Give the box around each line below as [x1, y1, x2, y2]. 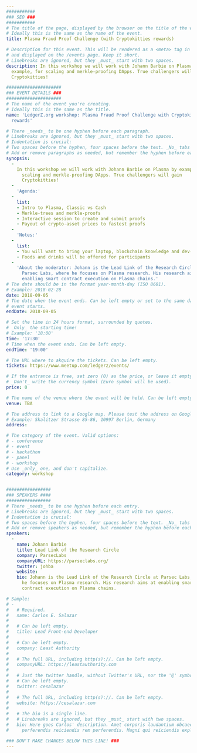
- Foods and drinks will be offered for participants [16, 254, 151, 260]
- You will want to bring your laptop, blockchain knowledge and [16, 248, 180, 254]
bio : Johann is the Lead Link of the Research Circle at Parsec [16, 575, 177, 580]
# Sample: [6, 596, 30, 602]
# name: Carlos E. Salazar [6, 612, 77, 618]
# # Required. [6, 607, 46, 613]
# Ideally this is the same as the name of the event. [6, 31, 143, 37]
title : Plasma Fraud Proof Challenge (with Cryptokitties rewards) [6, 36, 175, 42]
